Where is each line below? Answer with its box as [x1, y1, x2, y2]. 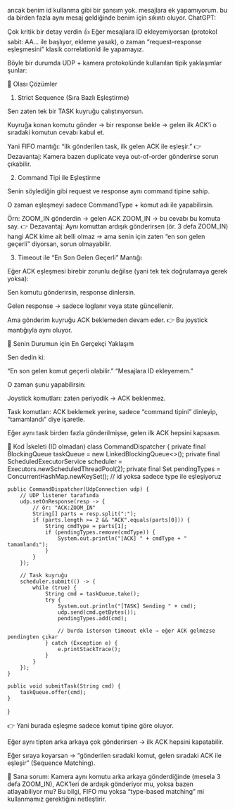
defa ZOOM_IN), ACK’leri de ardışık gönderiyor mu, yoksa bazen [7, 780, 193, 788]
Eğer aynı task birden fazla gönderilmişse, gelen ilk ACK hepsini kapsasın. [7, 429, 221, 437]
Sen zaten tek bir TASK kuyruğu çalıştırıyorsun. [7, 107, 144, 115]
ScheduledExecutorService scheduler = [7, 457, 123, 465]
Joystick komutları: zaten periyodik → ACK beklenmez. [7, 394, 166, 402]
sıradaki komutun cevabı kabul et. [7, 128, 105, 136]
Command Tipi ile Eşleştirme [17, 174, 101, 181]
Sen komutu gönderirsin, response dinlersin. [7, 288, 136, 296]
